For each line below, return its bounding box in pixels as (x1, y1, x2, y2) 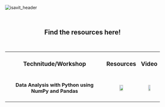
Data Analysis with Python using (15, 82, 94, 88)
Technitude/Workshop (23, 60, 86, 68)
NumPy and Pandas (31, 88, 79, 95)
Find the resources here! (44, 28, 121, 37)
